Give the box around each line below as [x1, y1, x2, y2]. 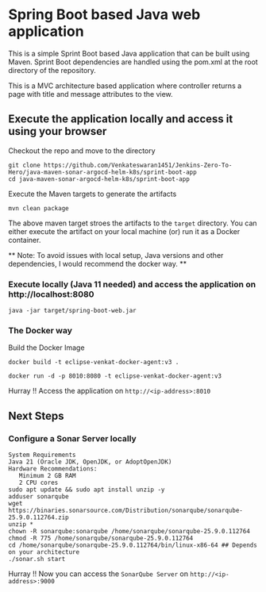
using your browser [8, 125, 107, 138]
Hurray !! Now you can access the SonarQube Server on [8, 569, 189, 579]
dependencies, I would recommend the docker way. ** [8, 259, 187, 268]
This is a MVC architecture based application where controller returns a [8, 81, 242, 90]
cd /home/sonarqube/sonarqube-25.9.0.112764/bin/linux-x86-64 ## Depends [8, 541, 258, 549]
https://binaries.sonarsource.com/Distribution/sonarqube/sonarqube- [8, 506, 244, 515]
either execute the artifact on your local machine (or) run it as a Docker [8, 226, 241, 236]
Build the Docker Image [8, 343, 85, 352]
